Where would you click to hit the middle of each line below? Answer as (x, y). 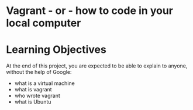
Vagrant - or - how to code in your (90, 11)
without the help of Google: (39, 72)
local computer (44, 23)
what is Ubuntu (33, 102)
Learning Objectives (56, 50)
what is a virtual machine (44, 83)
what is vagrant (33, 90)
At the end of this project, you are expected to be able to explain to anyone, (97, 66)
